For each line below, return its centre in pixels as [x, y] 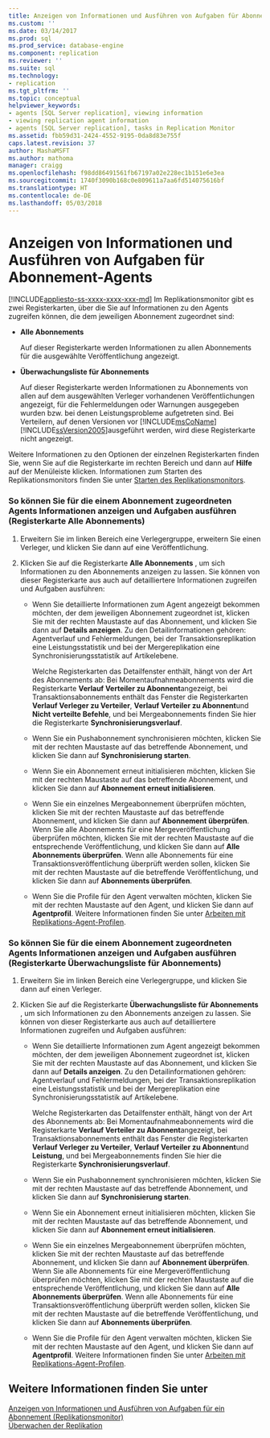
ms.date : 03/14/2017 [43, 31]
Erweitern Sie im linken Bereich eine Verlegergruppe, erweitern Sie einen [140, 539]
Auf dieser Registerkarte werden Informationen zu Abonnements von [134, 387]
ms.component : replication [53, 53]
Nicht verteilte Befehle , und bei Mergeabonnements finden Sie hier [144, 714]
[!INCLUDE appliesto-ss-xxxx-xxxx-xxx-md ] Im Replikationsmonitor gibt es [131, 300]
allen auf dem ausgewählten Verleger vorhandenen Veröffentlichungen [137, 396]
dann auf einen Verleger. [61, 989]
